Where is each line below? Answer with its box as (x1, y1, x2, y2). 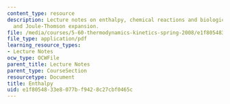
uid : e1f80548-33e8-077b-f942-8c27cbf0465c (7, 86, 133, 93)
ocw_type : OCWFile (7, 55, 60, 62)
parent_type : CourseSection (7, 67, 88, 74)
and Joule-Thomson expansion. (13, 23, 99, 29)
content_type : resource (7, 10, 75, 17)
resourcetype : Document (7, 73, 75, 81)
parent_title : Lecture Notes (7, 61, 90, 68)
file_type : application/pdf (7, 36, 88, 42)
